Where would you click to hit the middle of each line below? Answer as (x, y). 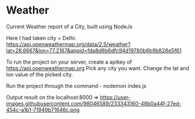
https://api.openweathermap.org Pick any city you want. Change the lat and (98, 68)
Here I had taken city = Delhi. (41, 38)
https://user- (115, 97)
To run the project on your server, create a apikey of (69, 62)
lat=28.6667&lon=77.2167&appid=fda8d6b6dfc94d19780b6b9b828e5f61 (94, 50)
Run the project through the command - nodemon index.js (76, 85)
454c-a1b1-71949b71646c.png (43, 110)
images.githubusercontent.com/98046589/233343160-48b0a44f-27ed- (94, 103)
